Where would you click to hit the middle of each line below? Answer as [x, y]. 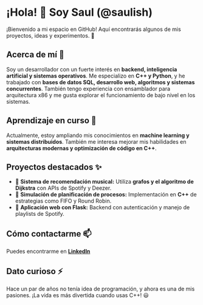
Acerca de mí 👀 [36, 55]
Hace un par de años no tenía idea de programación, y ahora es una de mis [101, 289]
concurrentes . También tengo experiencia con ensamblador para [88, 89]
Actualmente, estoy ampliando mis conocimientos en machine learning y [98, 135]
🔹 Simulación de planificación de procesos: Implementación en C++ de [106, 195]
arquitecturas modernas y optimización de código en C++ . [81, 148]
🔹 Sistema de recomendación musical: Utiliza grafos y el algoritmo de [105, 182]
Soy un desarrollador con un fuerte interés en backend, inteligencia [92, 69]
